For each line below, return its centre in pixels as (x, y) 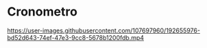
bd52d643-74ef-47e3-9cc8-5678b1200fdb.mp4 (76, 37)
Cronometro (42, 12)
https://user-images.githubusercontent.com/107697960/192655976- (104, 30)
